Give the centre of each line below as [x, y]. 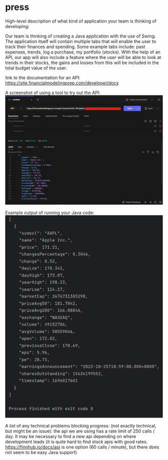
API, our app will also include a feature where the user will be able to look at [83, 57]
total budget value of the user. [36, 68]
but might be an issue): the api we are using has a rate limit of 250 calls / [80, 431]
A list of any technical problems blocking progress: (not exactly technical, [81, 426]
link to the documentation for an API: [43, 77]
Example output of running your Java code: [50, 213]
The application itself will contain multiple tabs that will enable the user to [81, 41]
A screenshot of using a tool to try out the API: [53, 92]
